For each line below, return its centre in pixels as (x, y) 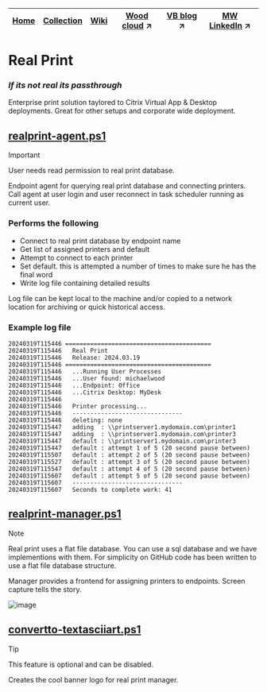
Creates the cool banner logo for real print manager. (93, 679)
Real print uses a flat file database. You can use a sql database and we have (133, 548)
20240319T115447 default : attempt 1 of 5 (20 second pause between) (129, 448)
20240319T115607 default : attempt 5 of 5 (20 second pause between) (129, 476)
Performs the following (54, 223)
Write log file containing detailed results (85, 283)
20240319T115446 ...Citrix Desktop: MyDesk (85, 392)
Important (24, 155)
